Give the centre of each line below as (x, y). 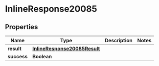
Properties (22, 27)
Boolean (42, 57)
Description (119, 41)
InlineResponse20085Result (66, 49)
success (18, 57)
